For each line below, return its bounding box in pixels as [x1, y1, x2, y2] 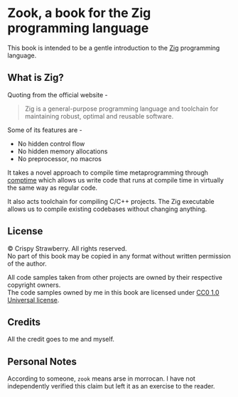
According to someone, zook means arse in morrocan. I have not [7, 374, 195, 383]
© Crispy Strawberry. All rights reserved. [7, 244, 127, 253]
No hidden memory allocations [17, 147, 108, 156]
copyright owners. [7, 281, 61, 289]
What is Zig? [7, 72, 64, 84]
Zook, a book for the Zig [7, 5, 151, 21]
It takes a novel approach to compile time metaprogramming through [7, 168, 208, 177]
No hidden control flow [17, 139, 85, 148]
